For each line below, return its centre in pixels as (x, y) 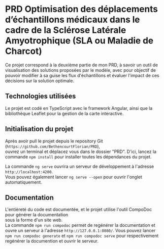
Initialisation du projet (39, 129)
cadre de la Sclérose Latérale (66, 30)
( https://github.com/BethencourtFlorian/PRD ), (52, 146)
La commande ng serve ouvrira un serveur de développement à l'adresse (80, 166)
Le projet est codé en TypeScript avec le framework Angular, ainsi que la (79, 108)
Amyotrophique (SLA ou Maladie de (79, 41)
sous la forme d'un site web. (34, 220)
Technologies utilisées (41, 96)
